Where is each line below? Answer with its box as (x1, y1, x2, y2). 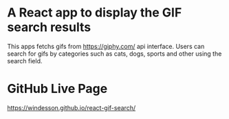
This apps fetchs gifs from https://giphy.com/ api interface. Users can (7, 42, 205, 50)
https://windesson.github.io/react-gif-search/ (7, 103, 136, 111)
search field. (7, 56, 43, 65)
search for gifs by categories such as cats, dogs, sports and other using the (7, 50, 222, 58)
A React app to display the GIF (7, 5, 182, 21)
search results (7, 19, 91, 35)
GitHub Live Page (7, 81, 108, 97)
